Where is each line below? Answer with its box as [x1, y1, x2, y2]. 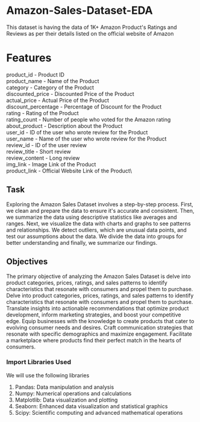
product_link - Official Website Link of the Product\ [6, 167, 133, 174]
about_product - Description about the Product [6, 122, 123, 130]
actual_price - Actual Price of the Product [6, 96, 110, 104]
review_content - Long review [6, 154, 80, 162]
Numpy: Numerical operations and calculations [14, 389, 132, 397]
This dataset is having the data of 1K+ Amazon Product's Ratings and [6, 24, 177, 31]
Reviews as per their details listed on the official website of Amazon [6, 30, 174, 37]
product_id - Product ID [6, 71, 65, 78]
